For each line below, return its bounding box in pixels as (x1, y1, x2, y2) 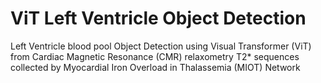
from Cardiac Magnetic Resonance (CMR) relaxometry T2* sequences (10, 50, 300, 62)
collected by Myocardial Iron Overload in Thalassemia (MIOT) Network (10, 61, 301, 73)
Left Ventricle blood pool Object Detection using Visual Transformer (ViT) (10, 40, 312, 52)
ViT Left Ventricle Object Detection (10, 7, 307, 30)
